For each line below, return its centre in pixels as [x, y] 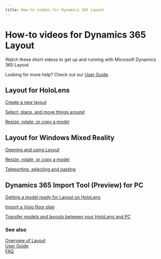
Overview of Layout [26, 241]
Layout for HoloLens [38, 90]
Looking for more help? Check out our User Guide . [57, 74]
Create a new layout [26, 102]
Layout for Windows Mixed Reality [60, 138]
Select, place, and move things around [45, 112]
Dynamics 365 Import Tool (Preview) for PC [74, 185]
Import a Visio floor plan [30, 207]
